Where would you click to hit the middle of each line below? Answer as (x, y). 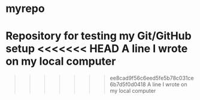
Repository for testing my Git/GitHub (99, 36)
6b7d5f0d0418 (128, 84)
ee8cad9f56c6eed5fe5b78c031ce (152, 78)
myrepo (25, 9)
